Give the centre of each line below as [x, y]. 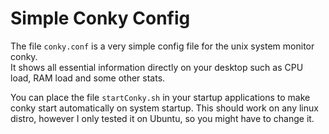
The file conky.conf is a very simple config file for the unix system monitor [162, 46]
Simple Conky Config [100, 18]
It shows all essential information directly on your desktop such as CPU [157, 67]
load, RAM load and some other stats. [88, 78]
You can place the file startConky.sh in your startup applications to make [160, 97]
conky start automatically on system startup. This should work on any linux [164, 108]
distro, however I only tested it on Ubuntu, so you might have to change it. [162, 118]
